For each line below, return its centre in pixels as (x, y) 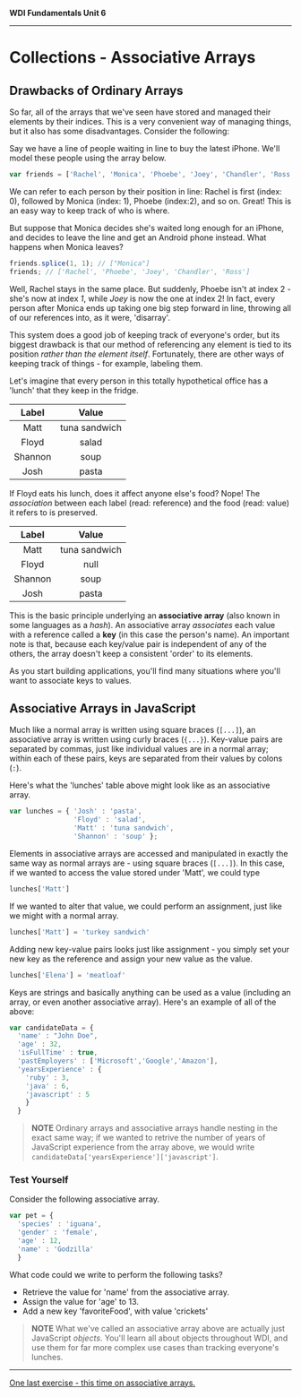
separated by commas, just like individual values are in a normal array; (139, 749)
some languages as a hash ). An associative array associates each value (142, 625)
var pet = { (31, 1216)
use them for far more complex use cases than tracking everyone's (155, 1347)
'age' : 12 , (40, 1241)
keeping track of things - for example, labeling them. (106, 363)
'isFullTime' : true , (58, 1053)
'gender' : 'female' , (58, 1233)
